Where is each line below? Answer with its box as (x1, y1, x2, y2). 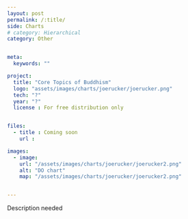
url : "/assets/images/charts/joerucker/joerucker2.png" (19, 160, 183, 168)
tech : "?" (13, 92, 41, 99)
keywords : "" (13, 60, 51, 67)
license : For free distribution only (13, 104, 124, 112)
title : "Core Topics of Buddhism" (13, 79, 111, 86)
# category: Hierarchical (7, 29, 81, 36)
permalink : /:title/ (7, 16, 66, 23)
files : (7, 123, 26, 130)
